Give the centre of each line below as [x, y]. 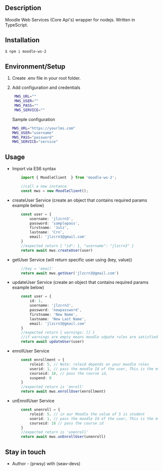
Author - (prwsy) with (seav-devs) [46, 463]
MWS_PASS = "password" [33, 137]
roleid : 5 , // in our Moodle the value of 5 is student [87, 414]
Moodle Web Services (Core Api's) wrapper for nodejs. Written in [70, 19]
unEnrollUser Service [33, 401]
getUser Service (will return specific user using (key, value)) [72, 260]
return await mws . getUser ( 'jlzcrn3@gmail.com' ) [70, 273]
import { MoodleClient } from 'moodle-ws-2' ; [69, 178]
